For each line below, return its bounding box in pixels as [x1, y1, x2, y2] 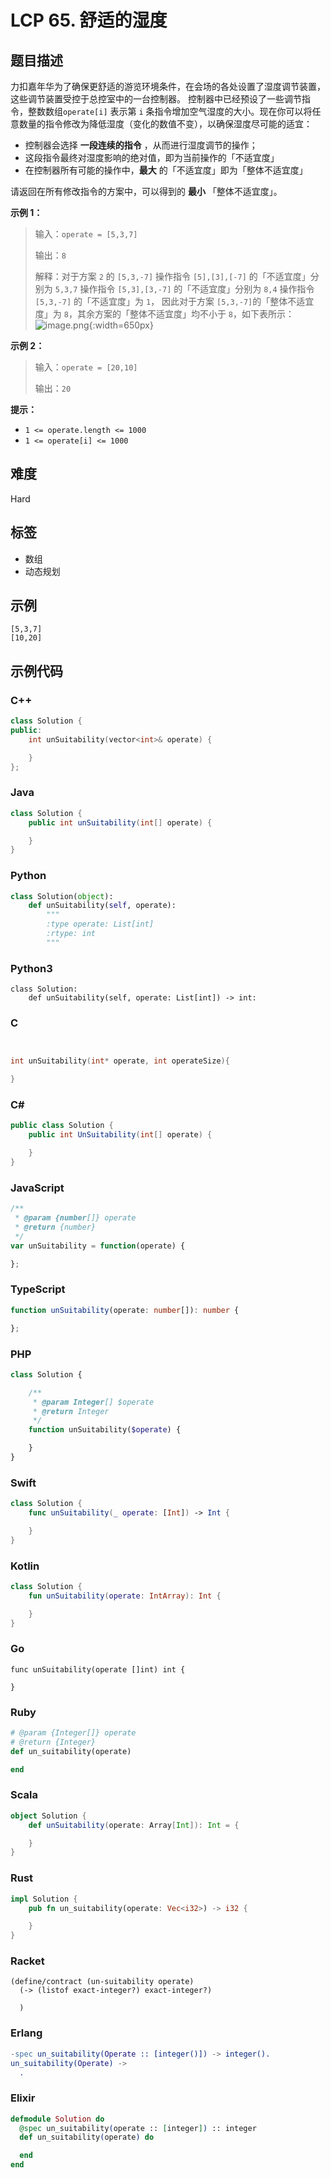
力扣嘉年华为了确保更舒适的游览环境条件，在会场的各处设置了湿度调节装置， [10, 81, 326, 92]
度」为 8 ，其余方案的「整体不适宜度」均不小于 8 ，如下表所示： [34, 308, 295, 320]
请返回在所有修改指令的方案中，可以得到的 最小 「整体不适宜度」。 [10, 186, 283, 197]
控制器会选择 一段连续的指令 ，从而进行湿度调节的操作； [24, 139, 258, 151]
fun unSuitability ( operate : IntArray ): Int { [28, 1591, 222, 1601]
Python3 [10, 961, 53, 975]
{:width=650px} [88, 319, 154, 331]
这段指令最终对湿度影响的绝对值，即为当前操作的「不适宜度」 [24, 152, 280, 163]
